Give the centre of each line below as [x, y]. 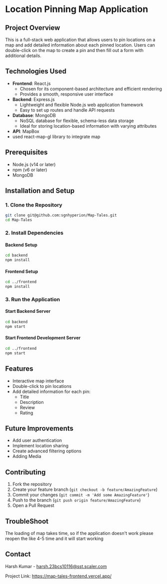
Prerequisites [26, 152]
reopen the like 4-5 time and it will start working [54, 538]
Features [19, 369]
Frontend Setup [22, 271]
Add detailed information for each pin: [51, 391]
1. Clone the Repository [34, 205]
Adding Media [27, 456]
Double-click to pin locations [42, 386]
